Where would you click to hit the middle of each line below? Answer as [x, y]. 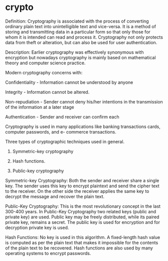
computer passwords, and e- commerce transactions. [61, 132]
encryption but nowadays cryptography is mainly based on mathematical [81, 57]
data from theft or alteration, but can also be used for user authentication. [81, 42]
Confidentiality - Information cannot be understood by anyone [69, 82]
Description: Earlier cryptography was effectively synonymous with [74, 52]
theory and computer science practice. [45, 63]
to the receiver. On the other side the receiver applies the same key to [77, 191]
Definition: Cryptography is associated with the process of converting [77, 21]
